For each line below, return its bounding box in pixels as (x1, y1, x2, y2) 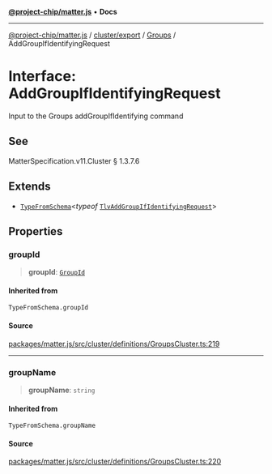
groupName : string (28, 385, 96, 395)
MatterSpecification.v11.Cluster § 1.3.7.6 (8, 156, 140, 165)
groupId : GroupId (28, 267, 85, 277)
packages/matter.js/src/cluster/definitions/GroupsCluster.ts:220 (8, 457, 222, 467)
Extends (8, 180, 51, 194)
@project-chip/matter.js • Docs (8, 7, 117, 16)
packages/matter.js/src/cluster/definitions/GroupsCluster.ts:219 (8, 339, 220, 348)
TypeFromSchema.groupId (8, 304, 89, 312)
